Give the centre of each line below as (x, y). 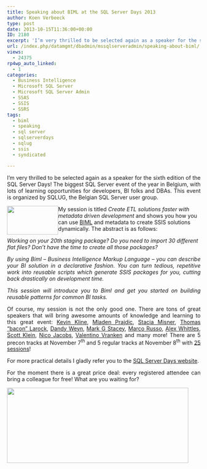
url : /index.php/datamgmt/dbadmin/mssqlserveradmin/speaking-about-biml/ (103, 47)
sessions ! (19, 349)
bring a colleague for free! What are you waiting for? (73, 379)
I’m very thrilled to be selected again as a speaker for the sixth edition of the (104, 177)
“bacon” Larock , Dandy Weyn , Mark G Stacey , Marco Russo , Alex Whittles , (104, 328)
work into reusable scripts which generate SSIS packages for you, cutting (104, 272)
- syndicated (29, 155)
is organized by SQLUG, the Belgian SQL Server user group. (83, 197)
